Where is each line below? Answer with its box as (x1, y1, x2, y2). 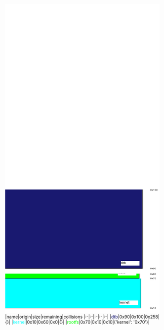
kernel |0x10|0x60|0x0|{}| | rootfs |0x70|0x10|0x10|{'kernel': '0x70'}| (13, 319, 150, 325)
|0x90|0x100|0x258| (118, 314, 160, 320)
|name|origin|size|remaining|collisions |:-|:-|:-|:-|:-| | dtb (5, 314, 119, 320)
